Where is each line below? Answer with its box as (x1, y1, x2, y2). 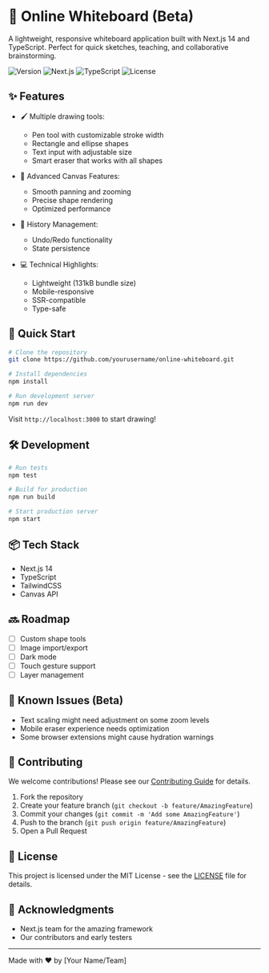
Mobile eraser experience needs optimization (19, 723, 170, 733)
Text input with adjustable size (31, 147, 133, 157)
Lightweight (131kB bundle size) (31, 278, 137, 287)
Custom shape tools (19, 633, 86, 643)
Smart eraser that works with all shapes (31, 156, 163, 165)
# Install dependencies (8, 370, 88, 378)
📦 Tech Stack (8, 538, 80, 552)
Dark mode (19, 652, 58, 662)
